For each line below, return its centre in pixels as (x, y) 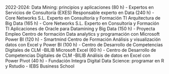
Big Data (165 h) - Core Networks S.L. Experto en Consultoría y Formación (82, 23)
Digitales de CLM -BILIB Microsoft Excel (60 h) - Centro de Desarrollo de (81, 50)
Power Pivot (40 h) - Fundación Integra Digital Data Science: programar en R (85, 61)
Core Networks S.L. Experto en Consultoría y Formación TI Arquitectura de (83, 18)
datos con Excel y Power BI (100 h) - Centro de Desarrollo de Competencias (84, 45)
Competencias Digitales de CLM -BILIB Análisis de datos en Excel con (78, 55)
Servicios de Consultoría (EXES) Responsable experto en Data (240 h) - (80, 13)
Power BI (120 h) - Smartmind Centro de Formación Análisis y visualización (83, 39)
